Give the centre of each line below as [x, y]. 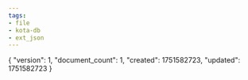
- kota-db [25, 30]
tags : [17, 15]
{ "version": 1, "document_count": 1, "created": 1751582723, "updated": [124, 60]
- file [19, 23]
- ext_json [26, 38]
